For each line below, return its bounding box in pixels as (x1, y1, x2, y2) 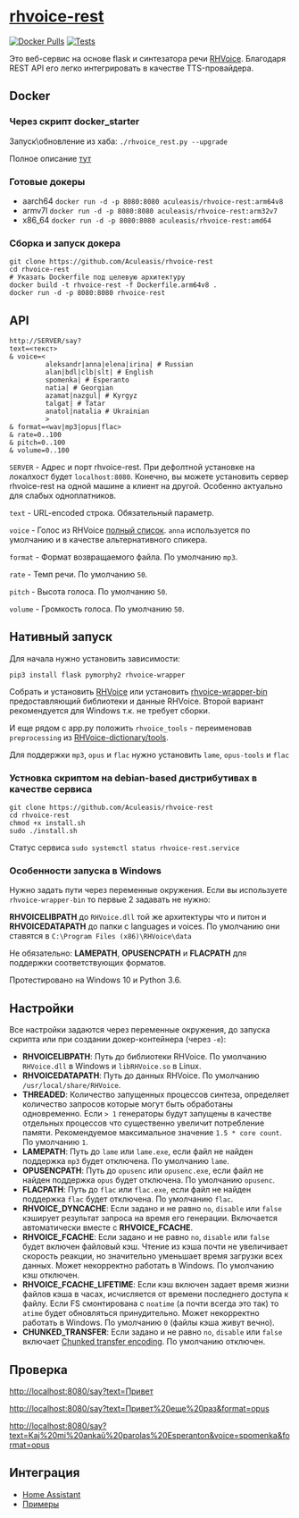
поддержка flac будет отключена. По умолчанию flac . (21, 1193, 234, 1204)
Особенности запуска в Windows (9, 864, 162, 877)
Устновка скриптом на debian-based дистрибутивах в (9, 772, 257, 784)
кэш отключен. (21, 1269, 80, 1280)
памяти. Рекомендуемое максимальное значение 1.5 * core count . (21, 1127, 283, 1138)
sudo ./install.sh (9, 827, 78, 836)
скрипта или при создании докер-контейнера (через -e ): (9, 1034, 227, 1045)
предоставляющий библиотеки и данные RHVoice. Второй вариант (9, 696, 264, 706)
